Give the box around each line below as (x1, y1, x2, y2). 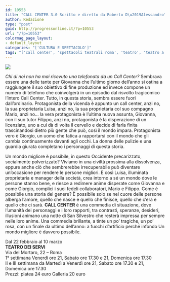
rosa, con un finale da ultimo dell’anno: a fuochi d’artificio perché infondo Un (5, 223, 165, 229)
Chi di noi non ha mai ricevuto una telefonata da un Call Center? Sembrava (5, 73, 162, 79)
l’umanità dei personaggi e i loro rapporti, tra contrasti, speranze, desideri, (5, 207, 160, 213)
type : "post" (5, 21, 33, 27)
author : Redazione (5, 17, 44, 22)
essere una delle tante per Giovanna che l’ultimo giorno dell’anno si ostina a (5, 79, 163, 85)
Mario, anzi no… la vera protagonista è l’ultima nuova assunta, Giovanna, (5, 111, 157, 117)
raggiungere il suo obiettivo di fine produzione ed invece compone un (5, 84, 150, 90)
